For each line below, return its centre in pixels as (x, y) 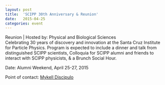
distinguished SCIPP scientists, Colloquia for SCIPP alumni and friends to (80, 53)
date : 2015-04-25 (25, 19)
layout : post (19, 10)
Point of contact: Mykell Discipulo (39, 77)
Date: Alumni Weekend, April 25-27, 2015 (47, 68)
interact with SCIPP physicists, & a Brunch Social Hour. (61, 58)
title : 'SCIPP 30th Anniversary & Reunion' (52, 14)
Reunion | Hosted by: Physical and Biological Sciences (61, 37)
